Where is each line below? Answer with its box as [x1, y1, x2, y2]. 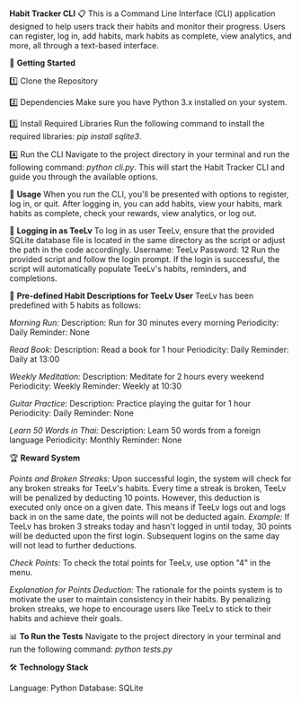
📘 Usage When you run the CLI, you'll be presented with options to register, [9, 189, 289, 199]
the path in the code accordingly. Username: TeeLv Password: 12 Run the [9, 244, 280, 255]
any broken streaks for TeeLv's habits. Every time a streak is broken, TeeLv [9, 483, 287, 493]
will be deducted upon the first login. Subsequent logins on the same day [9, 531, 280, 541]
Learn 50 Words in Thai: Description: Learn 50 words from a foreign [9, 426, 261, 435]
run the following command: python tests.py [9, 644, 173, 654]
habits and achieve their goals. [9, 613, 123, 623]
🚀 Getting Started [9, 57, 76, 68]
